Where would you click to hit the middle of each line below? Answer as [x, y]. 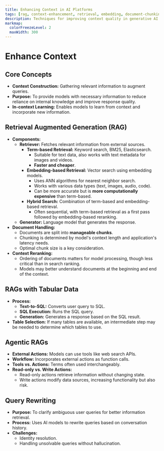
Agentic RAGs [27, 342]
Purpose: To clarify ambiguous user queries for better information [79, 412]
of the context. [34, 274]
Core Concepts [29, 74]
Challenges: [25, 433]
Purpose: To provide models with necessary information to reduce [79, 96]
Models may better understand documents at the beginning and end [88, 268]
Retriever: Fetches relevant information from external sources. [82, 144]
